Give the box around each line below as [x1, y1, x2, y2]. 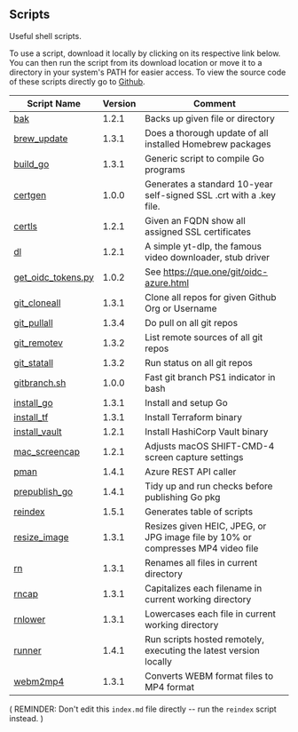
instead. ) [9, 712, 44, 723]
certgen [13, 188, 47, 201]
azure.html [145, 276, 189, 289]
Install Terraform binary [145, 410, 242, 423]
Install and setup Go [145, 396, 228, 409]
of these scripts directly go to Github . [9, 76, 145, 87]
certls [13, 219, 38, 232]
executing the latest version [145, 644, 260, 656]
